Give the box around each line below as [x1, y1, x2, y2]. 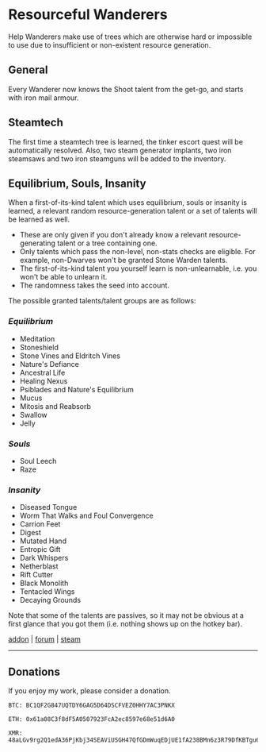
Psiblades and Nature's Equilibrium [19, 384, 135, 394]
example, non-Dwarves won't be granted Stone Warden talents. [19, 256, 228, 265]
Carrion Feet [19, 519, 61, 529]
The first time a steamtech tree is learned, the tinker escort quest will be [8, 137, 244, 146]
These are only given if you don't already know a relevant [19, 230, 207, 240]
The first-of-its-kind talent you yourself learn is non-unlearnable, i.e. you [19, 264, 257, 273]
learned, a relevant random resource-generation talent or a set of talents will [8, 206, 257, 216]
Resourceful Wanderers [8, 6, 168, 24]
